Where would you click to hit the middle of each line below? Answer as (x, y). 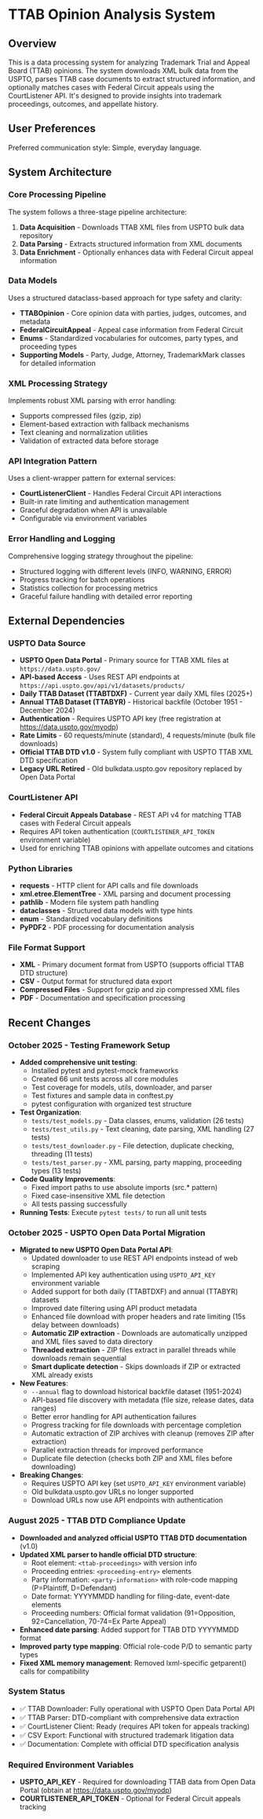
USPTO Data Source (47, 643)
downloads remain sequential (79, 1358)
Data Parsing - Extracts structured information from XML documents (131, 243)
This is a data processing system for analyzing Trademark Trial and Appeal (129, 62)
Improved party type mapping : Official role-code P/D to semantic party (136, 1646)
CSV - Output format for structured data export (96, 981)
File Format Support (47, 947)
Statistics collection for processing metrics (89, 587)
